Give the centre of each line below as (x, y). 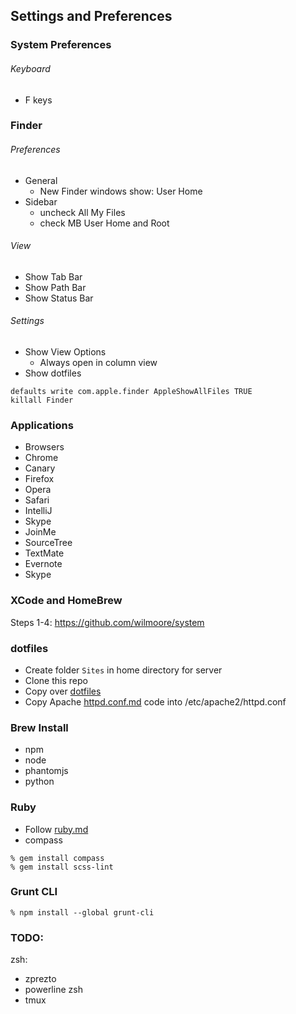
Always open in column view (98, 363)
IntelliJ (38, 511)
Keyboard (30, 68)
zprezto (40, 979)
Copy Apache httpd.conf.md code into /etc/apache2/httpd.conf (155, 701)
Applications (42, 425)
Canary (40, 468)
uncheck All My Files (82, 212)
